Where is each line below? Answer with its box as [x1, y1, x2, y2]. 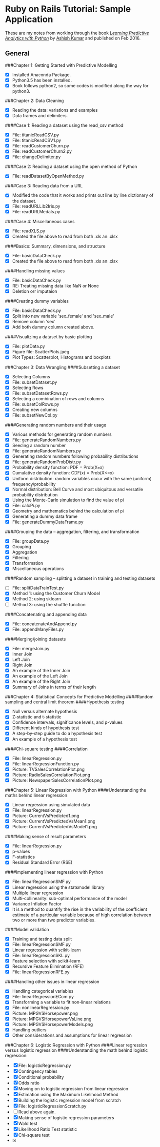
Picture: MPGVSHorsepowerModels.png [12, 1021, 93, 1027]
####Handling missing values [5, 267, 65, 274]
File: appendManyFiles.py [12, 626, 64, 632]
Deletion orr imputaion [12, 288, 58, 294]
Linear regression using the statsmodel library [12, 884, 105, 890]
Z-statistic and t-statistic [12, 714, 62, 720]
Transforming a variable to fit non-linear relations [12, 999, 111, 1005]
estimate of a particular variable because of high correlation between [12, 912, 152, 918]
